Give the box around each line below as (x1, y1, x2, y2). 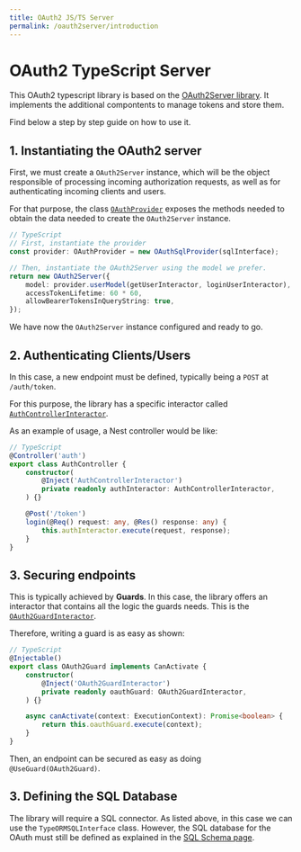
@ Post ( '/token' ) (25, 509, 87, 518)
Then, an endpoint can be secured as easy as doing (9, 753, 202, 764)
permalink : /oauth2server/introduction (9, 22, 159, 31)
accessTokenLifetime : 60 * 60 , (25, 289, 143, 298)
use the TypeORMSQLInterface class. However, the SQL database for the (9, 822, 271, 833)
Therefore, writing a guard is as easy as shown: (9, 628, 186, 639)
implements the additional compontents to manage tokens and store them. (9, 100, 285, 111)
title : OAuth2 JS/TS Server (9, 13, 115, 22)
